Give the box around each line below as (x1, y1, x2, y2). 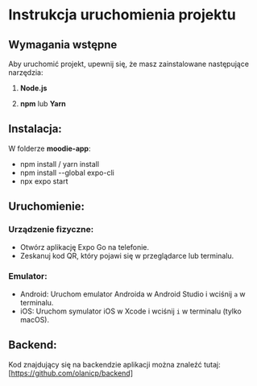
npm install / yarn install (19, 159, 99, 168)
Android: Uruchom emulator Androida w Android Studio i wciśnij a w (19, 288, 246, 299)
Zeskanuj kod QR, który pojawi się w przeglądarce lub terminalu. (19, 251, 234, 260)
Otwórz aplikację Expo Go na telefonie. (19, 242, 150, 251)
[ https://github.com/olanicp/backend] (8, 368, 134, 378)
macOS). (19, 314, 50, 324)
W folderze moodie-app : (8, 143, 91, 153)
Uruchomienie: (8, 200, 85, 214)
